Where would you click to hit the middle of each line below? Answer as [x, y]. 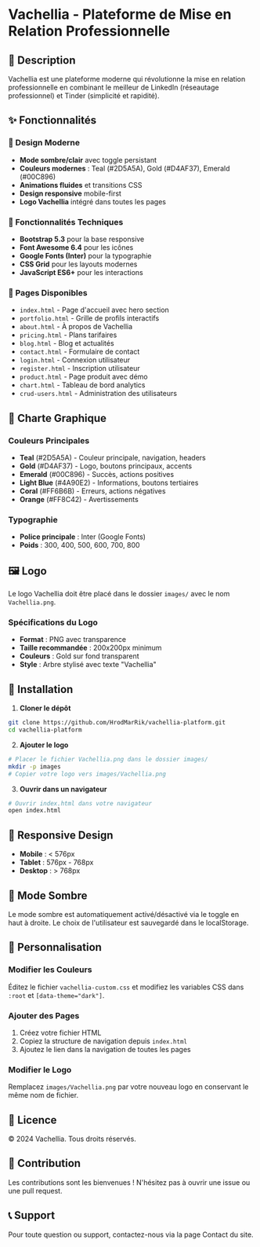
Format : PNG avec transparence [73, 640]
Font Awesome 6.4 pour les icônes [76, 247]
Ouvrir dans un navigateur [63, 789]
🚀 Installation [41, 689]
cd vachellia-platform [45, 730]
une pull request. [35, 1190]
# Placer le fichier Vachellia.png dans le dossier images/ [108, 759]
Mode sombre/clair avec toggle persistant [88, 160]
